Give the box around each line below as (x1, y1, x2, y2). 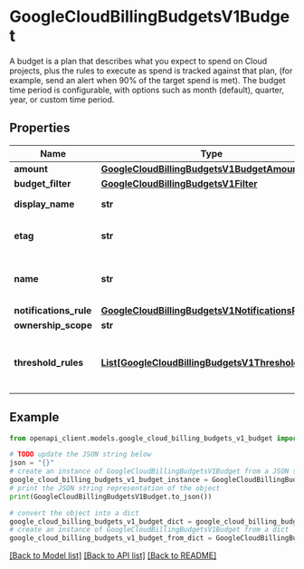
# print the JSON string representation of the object (9, 483, 221, 493)
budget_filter (14, 177, 71, 189)
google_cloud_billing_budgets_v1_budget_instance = (9, 476, 208, 485)
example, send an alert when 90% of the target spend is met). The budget (9, 74, 286, 85)
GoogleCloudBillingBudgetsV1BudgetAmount (100, 162, 302, 175)
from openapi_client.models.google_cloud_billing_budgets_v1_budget (9, 433, 273, 443)
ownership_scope (14, 319, 92, 332)
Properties (9, 121, 71, 136)
